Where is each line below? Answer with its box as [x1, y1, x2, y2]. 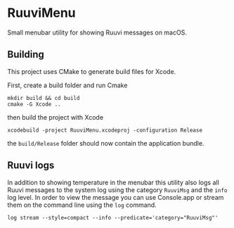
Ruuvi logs [7, 160, 55, 172]
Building [7, 49, 44, 61]
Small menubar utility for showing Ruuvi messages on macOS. [7, 28, 188, 37]
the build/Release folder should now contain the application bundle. [7, 139, 204, 147]
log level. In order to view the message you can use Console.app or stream [7, 193, 224, 201]
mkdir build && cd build [7, 94, 80, 101]
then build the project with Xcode [7, 113, 104, 121]
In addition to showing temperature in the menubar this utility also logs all [7, 178, 219, 186]
